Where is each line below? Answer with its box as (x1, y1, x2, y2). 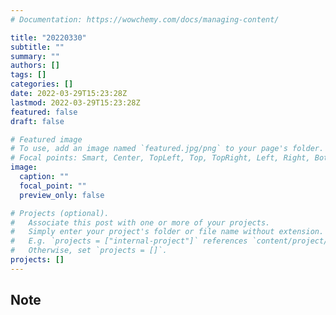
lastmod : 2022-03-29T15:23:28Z (10, 97, 141, 108)
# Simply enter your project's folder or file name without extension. (10, 227, 325, 237)
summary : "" (10, 51, 60, 61)
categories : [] (10, 79, 74, 90)
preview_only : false (19, 190, 105, 200)
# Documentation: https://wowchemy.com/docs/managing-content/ (10, 14, 280, 25)
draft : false (10, 116, 65, 126)
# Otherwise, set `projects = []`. (10, 246, 168, 256)
